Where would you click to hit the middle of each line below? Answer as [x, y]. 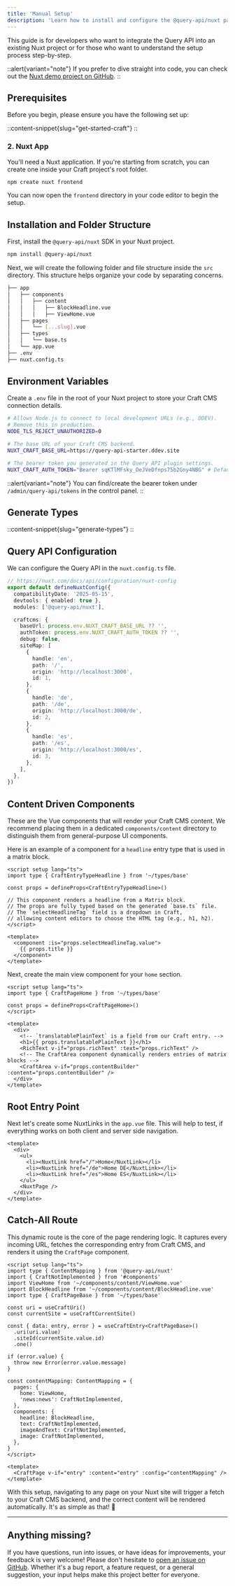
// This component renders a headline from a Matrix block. [97, 900]
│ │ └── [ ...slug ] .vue [47, 327]
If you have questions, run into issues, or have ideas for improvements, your [116, 1552]
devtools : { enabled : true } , [57, 600]
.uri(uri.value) [37, 1332]
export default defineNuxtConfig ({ [59, 588]
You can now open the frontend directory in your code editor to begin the [113, 195]
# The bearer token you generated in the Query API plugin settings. [111, 463]
